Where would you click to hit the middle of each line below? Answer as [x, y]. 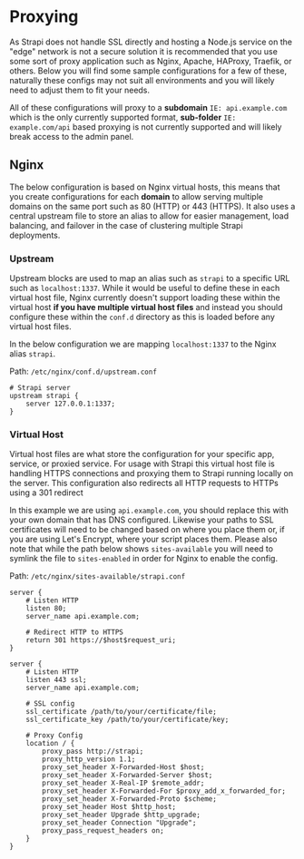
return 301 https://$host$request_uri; [101, 640]
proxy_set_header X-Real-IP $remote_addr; [123, 783]
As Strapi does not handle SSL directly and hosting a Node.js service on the [151, 42]
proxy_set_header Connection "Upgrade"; [119, 823]
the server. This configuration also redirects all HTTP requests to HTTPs [144, 483]
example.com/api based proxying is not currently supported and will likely [146, 127]
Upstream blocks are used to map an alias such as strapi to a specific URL [150, 278]
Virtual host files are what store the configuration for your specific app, [142, 454]
